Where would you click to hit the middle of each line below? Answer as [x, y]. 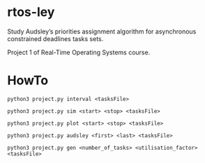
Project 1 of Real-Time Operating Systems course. [79, 52]
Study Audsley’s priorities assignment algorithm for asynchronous [102, 31]
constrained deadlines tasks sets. [55, 38]
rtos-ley [31, 12]
